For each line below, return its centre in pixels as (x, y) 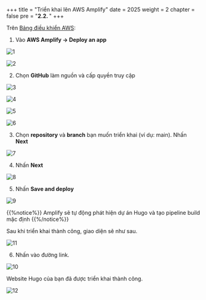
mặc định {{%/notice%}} (38, 219)
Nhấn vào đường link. (42, 255)
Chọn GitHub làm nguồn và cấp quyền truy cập (75, 75)
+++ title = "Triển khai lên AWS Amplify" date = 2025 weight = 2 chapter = (101, 10)
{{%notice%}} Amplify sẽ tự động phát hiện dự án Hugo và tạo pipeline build (103, 213)
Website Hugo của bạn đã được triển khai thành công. (75, 279)
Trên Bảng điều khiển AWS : (41, 28)
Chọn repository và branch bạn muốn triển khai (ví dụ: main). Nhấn (101, 135)
